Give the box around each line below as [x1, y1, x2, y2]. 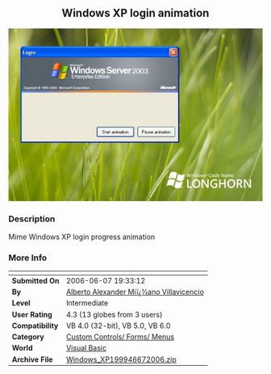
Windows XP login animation [61, 6, 210, 20]
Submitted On [11, 275, 60, 285]
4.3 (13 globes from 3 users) [65, 309, 163, 319]
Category [11, 332, 44, 342]
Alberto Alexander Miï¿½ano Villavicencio [65, 287, 204, 297]
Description [8, 213, 56, 225]
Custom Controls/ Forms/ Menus [65, 332, 175, 342]
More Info [8, 252, 48, 263]
